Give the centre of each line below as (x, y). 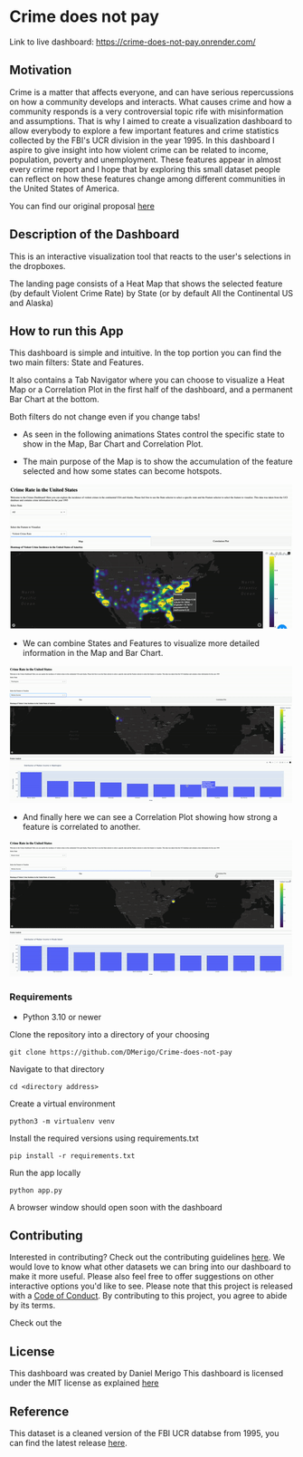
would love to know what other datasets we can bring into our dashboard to (150, 1267)
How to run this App (66, 331)
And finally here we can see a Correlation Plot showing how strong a (150, 817)
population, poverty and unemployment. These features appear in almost (146, 159)
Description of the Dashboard (95, 234)
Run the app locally (45, 1172)
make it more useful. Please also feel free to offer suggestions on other (142, 1277)
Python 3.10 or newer (62, 1017)
